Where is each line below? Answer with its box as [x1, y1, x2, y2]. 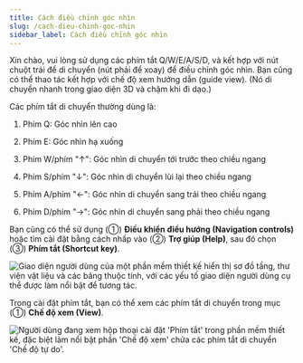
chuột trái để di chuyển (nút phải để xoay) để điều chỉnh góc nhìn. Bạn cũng [9, 64, 293, 75]
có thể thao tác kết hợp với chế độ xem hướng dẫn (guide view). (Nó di [9, 74, 273, 85]
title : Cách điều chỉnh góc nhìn [9, 13, 136, 23]
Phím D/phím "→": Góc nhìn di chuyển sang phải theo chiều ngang [22, 206, 270, 217]
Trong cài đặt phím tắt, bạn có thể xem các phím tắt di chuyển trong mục [9, 298, 281, 309]
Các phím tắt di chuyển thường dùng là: [9, 101, 156, 112]
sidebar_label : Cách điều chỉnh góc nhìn [9, 30, 168, 39]
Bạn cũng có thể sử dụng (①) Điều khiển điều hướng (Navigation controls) [9, 224, 294, 235]
